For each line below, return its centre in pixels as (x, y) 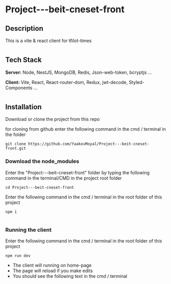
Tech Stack (23, 60)
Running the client (29, 230)
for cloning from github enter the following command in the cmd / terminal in (86, 129)
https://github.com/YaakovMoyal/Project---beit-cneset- (89, 144)
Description (24, 28)
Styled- (137, 82)
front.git (16, 149)
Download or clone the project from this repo (53, 119)
